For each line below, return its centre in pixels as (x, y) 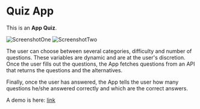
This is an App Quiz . (32, 28)
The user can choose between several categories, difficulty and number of (99, 51)
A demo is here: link (31, 100)
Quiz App (30, 11)
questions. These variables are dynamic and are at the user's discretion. (96, 57)
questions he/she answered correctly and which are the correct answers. (97, 88)
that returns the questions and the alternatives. (64, 70)
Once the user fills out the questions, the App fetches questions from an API (101, 64)
